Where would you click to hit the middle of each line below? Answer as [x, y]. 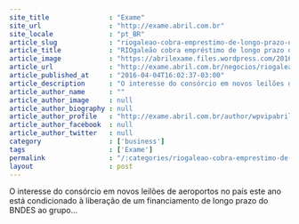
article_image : [61, 59]
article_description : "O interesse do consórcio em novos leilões [147, 84]
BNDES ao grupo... [44, 211]
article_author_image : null [71, 100]
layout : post [71, 166]
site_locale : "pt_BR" [77, 34]
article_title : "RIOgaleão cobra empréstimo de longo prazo [147, 51]
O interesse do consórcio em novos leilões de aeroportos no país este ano [145, 191]
